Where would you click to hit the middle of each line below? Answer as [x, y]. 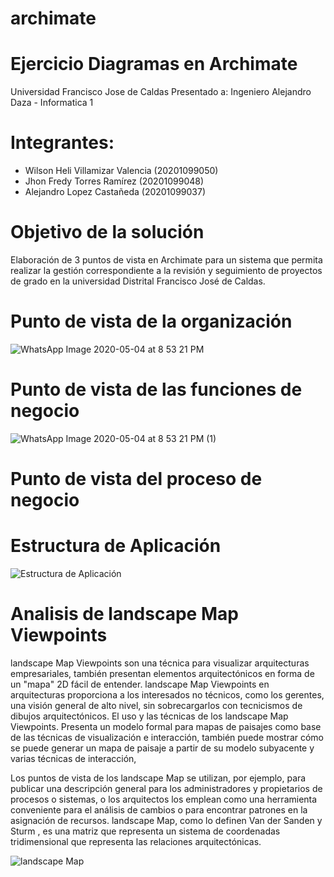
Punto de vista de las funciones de [156, 389]
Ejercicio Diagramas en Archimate [154, 64]
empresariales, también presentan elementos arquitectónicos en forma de [162, 673]
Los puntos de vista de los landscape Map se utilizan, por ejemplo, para [158, 778]
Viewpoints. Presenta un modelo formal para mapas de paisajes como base [166, 726]
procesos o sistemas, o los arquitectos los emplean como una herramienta [164, 799]
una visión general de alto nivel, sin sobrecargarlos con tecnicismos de [156, 705]
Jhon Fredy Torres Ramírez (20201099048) [114, 181]
